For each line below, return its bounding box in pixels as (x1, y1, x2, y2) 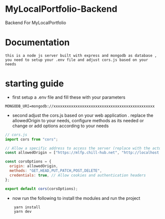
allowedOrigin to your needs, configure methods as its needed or (12, 117, 144, 123)
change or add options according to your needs (12, 123, 109, 129)
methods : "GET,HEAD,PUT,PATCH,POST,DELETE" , (9, 168, 102, 173)
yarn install (14, 205, 41, 210)
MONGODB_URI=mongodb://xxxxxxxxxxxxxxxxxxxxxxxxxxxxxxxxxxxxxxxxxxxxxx (5, 104, 155, 109)
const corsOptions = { (5, 159, 52, 164)
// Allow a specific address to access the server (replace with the (5, 146, 151, 151)
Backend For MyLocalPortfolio (5, 20, 66, 26)
